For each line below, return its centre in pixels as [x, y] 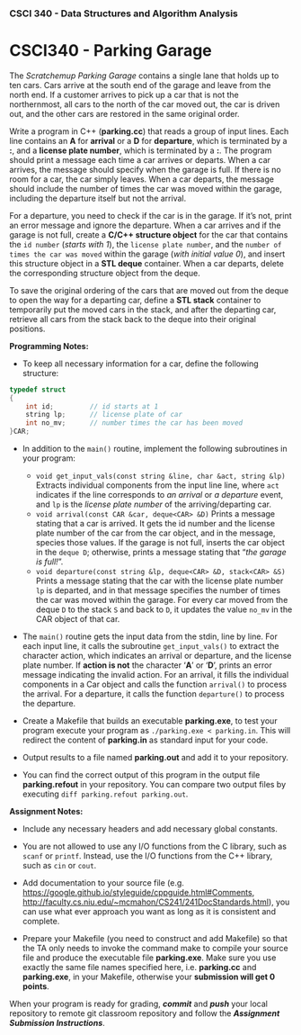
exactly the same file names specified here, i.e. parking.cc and [139, 967]
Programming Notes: [49, 346]
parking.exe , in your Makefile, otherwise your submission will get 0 [149, 977]
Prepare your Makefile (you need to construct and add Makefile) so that [155, 939]
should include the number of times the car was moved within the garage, [146, 188]
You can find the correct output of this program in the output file [141, 775]
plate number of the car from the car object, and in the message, [155, 533]
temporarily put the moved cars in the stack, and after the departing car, [143, 310]
